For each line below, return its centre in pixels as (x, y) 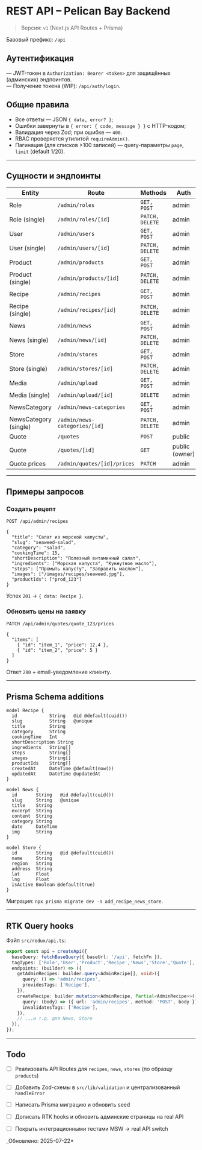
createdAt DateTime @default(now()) (63, 769)
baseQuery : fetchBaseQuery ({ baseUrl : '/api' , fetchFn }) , (87, 957)
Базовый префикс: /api (36, 39)
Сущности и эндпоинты (54, 176)
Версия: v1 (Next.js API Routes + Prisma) (72, 28)
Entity (31, 193)
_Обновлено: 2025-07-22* (40, 1141)
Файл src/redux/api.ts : (36, 940)
